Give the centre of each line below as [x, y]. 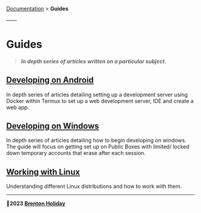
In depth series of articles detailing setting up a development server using [97, 95]
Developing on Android [50, 80]
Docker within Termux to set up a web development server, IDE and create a [100, 101]
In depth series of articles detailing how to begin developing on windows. [96, 141]
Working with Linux [43, 172]
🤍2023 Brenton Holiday [36, 203]
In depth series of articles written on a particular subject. [93, 61]
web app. [18, 107]
